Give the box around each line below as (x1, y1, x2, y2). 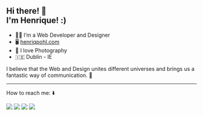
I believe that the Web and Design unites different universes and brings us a (6, 65, 195, 72)
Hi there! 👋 (6, 6, 47, 16)
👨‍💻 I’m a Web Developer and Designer (14, 31, 111, 38)
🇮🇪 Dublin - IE (14, 53, 53, 60)
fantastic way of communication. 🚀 (6, 72, 92, 79)
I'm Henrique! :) (6, 16, 66, 26)
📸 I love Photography (14, 46, 68, 54)
